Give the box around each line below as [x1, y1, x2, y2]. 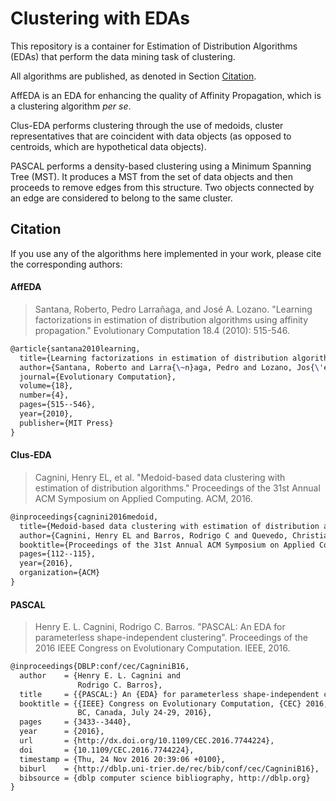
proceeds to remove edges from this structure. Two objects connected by [10, 181, 315, 193]
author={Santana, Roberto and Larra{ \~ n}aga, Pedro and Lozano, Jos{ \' [19, 362, 325, 372]
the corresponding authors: [10, 258, 123, 270]
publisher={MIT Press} [19, 418, 114, 428]
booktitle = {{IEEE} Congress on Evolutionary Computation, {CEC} [19, 698, 302, 709]
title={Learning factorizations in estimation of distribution [19, 353, 288, 363]
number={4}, [19, 390, 70, 401]
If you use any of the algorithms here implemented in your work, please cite [10, 247, 322, 259]
